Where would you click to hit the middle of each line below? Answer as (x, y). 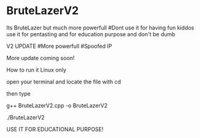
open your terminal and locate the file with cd (64, 82)
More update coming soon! (40, 58)
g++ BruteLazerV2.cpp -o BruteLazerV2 (57, 105)
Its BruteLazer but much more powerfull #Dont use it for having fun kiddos (100, 28)
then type (18, 93)
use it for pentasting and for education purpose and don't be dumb (91, 34)
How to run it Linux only (36, 70)
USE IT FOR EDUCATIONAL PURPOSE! (55, 129)
